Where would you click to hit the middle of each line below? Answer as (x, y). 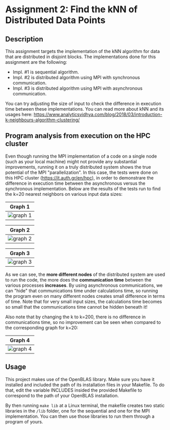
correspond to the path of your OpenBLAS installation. (62, 395)
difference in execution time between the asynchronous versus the (75, 183)
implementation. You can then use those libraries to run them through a (80, 416)
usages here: (19, 114)
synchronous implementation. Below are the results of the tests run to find (83, 188)
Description (24, 39)
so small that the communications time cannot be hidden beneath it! (76, 307)
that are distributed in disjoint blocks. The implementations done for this (81, 57)
